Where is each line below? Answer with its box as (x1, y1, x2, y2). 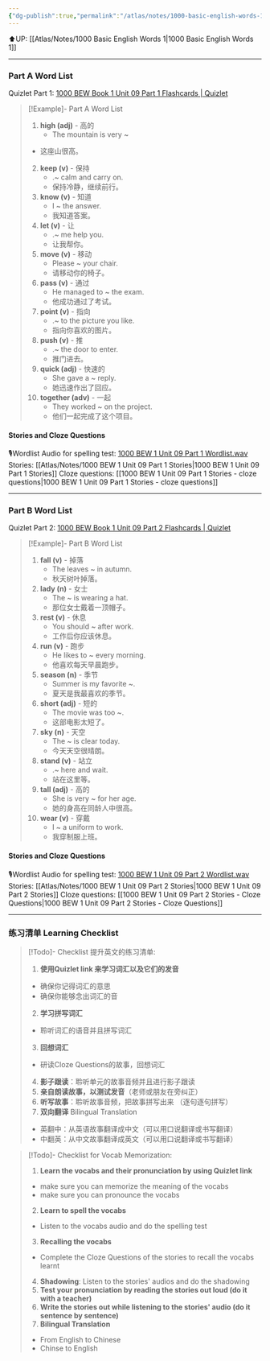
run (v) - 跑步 (39, 641, 85, 651)
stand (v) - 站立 (39, 756, 92, 765)
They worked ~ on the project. (51, 402, 153, 411)
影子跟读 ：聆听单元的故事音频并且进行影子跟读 (39, 1076, 195, 1087)
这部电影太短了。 (51, 717, 109, 727)
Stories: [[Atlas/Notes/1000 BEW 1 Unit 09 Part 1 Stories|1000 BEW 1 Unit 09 (8, 460, 260, 470)
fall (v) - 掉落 (39, 555, 84, 565)
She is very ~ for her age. (51, 794, 137, 803)
